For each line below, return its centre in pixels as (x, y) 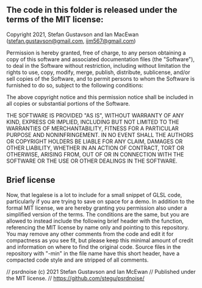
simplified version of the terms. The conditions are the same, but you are (98, 214)
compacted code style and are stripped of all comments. (78, 260)
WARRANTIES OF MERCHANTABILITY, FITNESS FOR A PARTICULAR (92, 128)
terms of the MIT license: (55, 20)
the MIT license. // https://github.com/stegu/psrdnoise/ (75, 278)
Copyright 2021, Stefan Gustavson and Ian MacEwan (73, 34)
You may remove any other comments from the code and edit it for (90, 234)
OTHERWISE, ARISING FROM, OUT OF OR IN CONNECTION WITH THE (95, 154)
